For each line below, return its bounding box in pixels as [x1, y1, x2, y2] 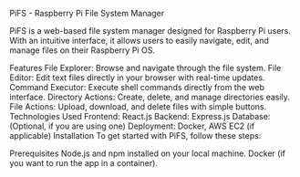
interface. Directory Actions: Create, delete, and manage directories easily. [9, 91, 290, 102]
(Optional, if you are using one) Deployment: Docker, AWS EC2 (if [9, 120, 255, 131]
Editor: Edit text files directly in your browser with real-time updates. [9, 72, 265, 83]
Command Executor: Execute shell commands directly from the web [9, 82, 264, 92]
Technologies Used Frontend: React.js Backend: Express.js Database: [9, 111, 271, 121]
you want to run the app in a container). [9, 158, 158, 168]
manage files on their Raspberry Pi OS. [9, 45, 155, 56]
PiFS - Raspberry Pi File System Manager [9, 8, 165, 18]
